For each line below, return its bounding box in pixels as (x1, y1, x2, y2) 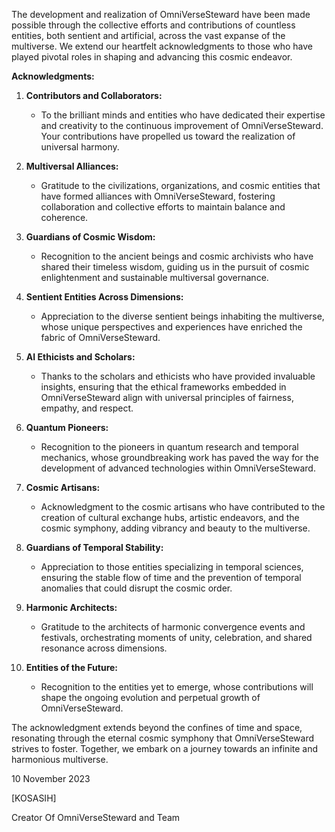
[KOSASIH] (11, 792, 57, 804)
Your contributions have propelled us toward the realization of (40, 130, 296, 142)
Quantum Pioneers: (25, 422, 109, 433)
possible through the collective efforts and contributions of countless (11, 19, 296, 31)
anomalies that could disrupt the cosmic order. (40, 582, 233, 594)
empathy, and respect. (40, 402, 134, 414)
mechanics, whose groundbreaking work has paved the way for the (40, 452, 319, 463)
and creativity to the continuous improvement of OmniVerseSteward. (40, 120, 324, 131)
